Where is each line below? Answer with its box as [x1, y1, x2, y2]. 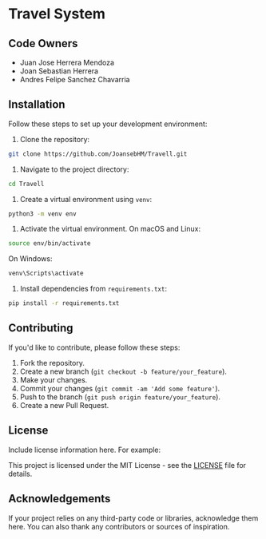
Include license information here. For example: [8, 445, 161, 454]
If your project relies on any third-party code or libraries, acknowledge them [8, 513, 259, 523]
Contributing [8, 321, 73, 335]
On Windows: [8, 254, 53, 264]
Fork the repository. [19, 358, 85, 367]
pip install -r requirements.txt [8, 299, 120, 307]
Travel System [8, 5, 106, 23]
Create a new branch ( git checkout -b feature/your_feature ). [19, 367, 228, 376]
